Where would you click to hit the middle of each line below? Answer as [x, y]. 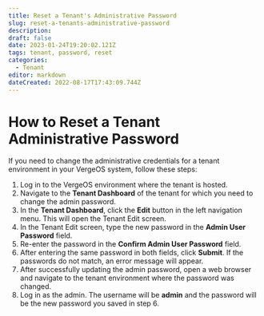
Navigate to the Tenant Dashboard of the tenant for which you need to [136, 193]
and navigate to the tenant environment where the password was [127, 278]
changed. [36, 286]
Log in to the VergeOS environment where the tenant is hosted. [124, 185]
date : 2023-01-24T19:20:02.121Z [62, 45]
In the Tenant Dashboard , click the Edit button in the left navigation [131, 210]
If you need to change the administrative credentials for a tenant [114, 161]
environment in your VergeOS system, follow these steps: [103, 169]
